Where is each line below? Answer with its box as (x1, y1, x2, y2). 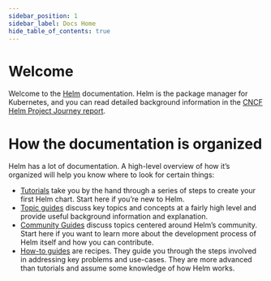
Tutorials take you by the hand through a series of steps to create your (19, 186, 256, 196)
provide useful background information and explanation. (19, 212, 209, 222)
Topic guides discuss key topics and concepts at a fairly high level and (19, 203, 257, 213)
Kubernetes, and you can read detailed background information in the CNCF (8, 97, 264, 107)
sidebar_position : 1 (8, 11, 79, 20)
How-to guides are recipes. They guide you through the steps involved (19, 246, 257, 256)
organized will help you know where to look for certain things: (8, 170, 215, 179)
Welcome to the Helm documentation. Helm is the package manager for (8, 89, 248, 98)
